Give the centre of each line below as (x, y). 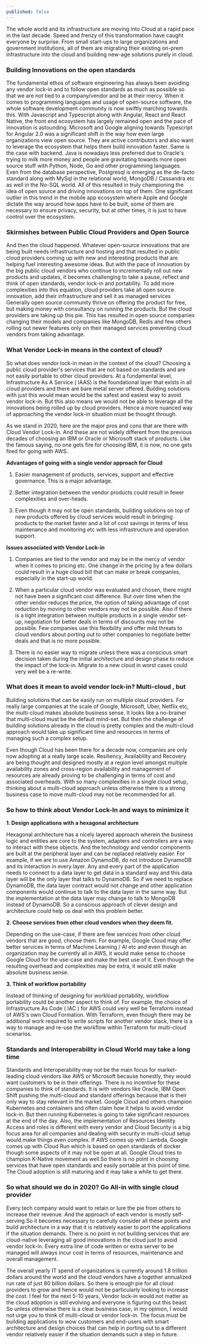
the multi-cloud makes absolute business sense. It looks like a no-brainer (96, 712)
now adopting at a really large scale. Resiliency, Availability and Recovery (96, 756)
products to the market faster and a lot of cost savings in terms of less (101, 523)
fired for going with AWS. (37, 451)
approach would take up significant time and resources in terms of (88, 731)
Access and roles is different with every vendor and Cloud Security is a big (98, 1127)
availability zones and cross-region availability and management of (89, 769)
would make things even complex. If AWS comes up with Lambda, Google (97, 1140)
